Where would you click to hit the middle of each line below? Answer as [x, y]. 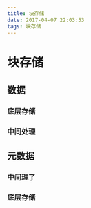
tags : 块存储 [24, 26]
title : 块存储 [26, 13]
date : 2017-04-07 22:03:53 [46, 20]
